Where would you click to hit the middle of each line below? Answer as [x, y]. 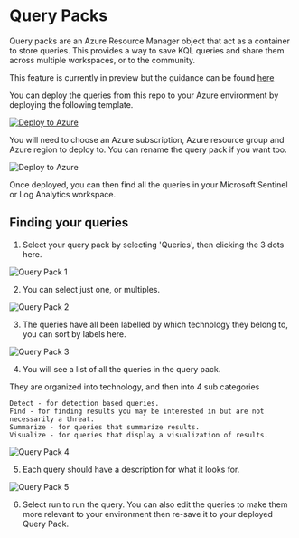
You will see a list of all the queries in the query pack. [121, 369]
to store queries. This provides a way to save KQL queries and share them [147, 50]
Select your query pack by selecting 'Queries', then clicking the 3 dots [153, 245]
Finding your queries [69, 223]
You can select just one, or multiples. [91, 289]
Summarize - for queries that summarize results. [105, 427]
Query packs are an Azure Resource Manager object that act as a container [150, 41]
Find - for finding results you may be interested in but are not [137, 411]
